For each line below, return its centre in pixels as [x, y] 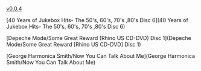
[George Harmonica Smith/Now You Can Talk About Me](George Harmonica [101, 56]
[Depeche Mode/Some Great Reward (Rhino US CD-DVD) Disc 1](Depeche [99, 38]
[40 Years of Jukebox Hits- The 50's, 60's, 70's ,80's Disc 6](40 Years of [97, 20]
